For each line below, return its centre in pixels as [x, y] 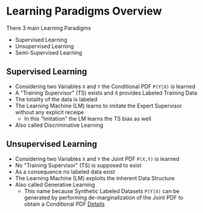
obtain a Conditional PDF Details [64, 204]
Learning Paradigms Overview [84, 11]
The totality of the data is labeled [56, 99]
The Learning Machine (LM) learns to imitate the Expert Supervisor [98, 106]
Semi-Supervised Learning [48, 52]
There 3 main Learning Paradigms [49, 28]
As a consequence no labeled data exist [65, 172]
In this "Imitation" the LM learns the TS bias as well [88, 118]
